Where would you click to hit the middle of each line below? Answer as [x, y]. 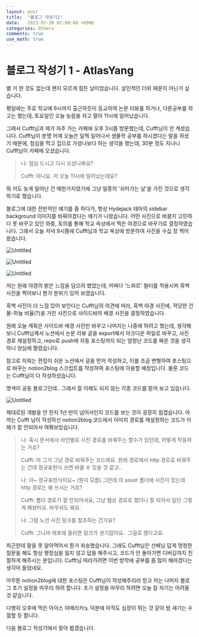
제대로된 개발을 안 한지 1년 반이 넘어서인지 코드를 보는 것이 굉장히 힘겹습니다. [95, 412]
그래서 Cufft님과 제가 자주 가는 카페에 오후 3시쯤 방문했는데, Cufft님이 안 [90, 128]
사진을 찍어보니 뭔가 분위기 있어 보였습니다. [56, 293]
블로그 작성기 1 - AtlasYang [70, 70]
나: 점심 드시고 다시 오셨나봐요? [57, 163]
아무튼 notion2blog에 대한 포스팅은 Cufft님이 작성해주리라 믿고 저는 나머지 [93, 580]
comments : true [25, 34]
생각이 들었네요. [25, 567]
